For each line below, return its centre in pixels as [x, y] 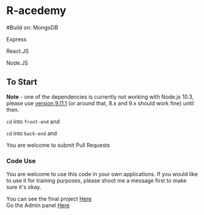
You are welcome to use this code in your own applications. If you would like [102, 174]
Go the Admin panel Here [38, 205]
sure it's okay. [24, 187]
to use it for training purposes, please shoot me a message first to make [97, 181]
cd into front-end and [33, 121]
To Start [22, 82]
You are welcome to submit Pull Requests [58, 145]
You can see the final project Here [49, 199]
